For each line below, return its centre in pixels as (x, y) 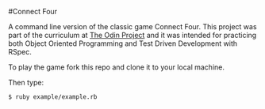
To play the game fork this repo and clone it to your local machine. (116, 67)
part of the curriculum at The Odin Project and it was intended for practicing (132, 35)
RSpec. (20, 52)
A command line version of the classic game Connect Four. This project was (132, 26)
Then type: (26, 83)
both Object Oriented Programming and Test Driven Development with (123, 43)
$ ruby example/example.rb (53, 97)
